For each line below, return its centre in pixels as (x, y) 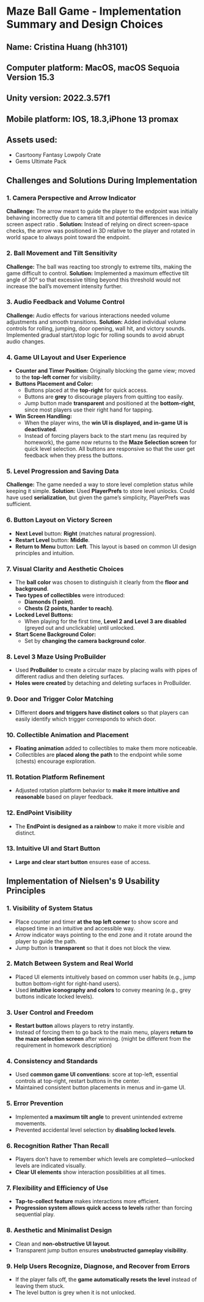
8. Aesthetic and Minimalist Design (59, 1230)
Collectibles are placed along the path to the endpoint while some (98, 754)
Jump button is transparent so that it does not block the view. (93, 948)
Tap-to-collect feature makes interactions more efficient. (88, 1201)
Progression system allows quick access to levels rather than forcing (104, 1208)
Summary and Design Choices (85, 24)
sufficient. (19, 504)
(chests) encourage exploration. (56, 761)
